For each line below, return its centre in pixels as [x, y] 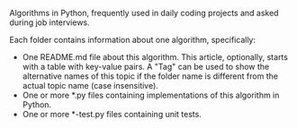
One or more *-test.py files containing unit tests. [112, 114]
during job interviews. [49, 22]
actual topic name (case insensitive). [90, 85]
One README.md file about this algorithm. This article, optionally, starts [155, 57]
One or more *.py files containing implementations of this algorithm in [151, 95]
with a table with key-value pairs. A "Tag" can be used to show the [146, 67]
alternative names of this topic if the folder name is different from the [150, 76]
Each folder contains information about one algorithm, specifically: [133, 40]
